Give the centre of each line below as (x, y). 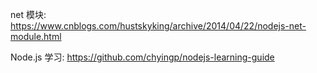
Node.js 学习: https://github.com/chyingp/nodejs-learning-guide (142, 57)
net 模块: (28, 14)
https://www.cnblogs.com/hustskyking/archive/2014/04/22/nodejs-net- (158, 26)
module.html (36, 36)
